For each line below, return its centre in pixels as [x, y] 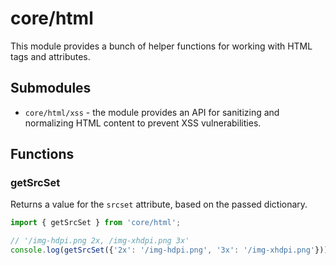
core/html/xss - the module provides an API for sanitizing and [152, 112]
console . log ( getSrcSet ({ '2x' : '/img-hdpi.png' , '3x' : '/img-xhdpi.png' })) [169, 250]
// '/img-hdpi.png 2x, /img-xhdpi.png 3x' [100, 241]
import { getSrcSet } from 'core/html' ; [96, 223]
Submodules [51, 88]
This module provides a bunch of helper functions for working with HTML [161, 46]
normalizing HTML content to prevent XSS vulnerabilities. [143, 123]
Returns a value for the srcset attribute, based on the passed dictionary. [159, 204]
